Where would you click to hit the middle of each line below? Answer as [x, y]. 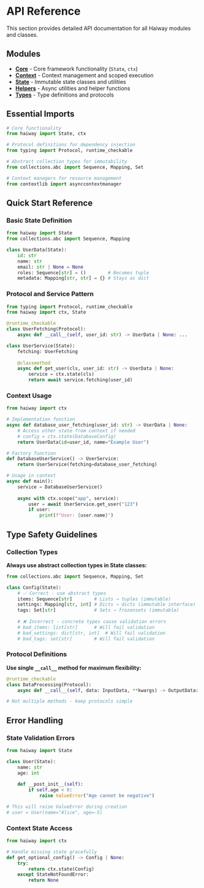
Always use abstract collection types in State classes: [77, 565]
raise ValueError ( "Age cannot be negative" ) [97, 796]
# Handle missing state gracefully [52, 852]
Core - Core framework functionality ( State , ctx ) [76, 69]
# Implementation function [41, 420]
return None [44, 880]
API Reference [43, 11]
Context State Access [40, 828]
